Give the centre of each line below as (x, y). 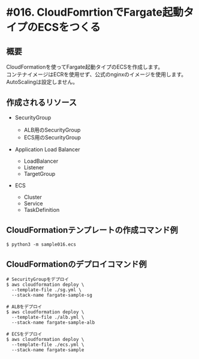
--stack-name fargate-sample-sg (52, 295)
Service (33, 203)
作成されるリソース (41, 103)
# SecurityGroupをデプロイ (37, 280)
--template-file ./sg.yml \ (47, 290)
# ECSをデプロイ (24, 334)
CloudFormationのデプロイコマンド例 (76, 264)
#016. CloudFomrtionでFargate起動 (95, 12)
